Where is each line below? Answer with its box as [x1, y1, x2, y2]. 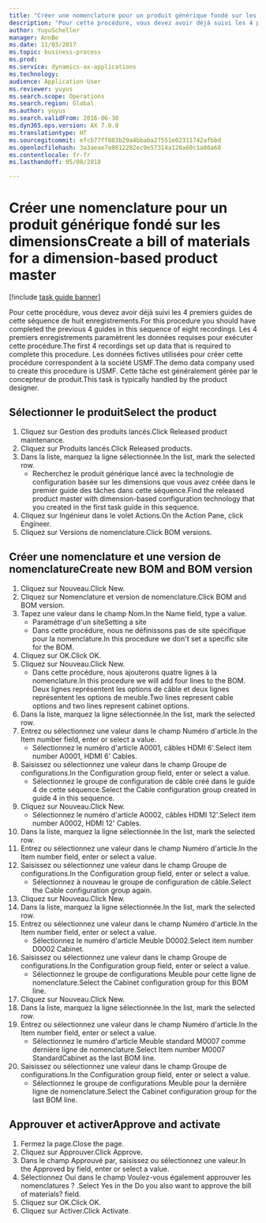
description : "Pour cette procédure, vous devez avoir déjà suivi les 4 [9, 19, 253, 27]
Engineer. [20, 518, 52, 529]
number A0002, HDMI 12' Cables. [32, 818, 141, 828]
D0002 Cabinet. [32, 944, 84, 953]
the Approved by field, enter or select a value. [20, 1164, 170, 1173]
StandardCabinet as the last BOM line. [32, 1053, 156, 1062]
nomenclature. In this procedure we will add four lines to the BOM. [32, 675, 246, 685]
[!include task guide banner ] [9, 293, 101, 302]
